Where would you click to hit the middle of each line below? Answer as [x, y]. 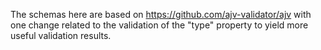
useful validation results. [61, 35]
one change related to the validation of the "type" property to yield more [159, 25]
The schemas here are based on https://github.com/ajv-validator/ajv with [161, 14]
